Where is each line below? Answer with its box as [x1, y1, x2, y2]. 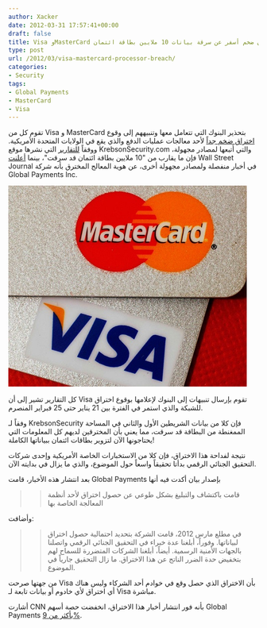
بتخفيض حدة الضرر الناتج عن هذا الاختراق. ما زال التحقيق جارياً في [47, 554, 242, 564]
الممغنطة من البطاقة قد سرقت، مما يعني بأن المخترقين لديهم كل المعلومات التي [8, 427, 246, 437]
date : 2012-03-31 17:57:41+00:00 [8, 21, 119, 29]
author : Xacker [8, 13, 59, 21]
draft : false [8, 29, 52, 37]
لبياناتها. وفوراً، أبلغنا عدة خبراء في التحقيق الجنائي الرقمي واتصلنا [47, 537, 238, 547]
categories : [8, 64, 48, 71]
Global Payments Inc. [8, 170, 78, 179]
